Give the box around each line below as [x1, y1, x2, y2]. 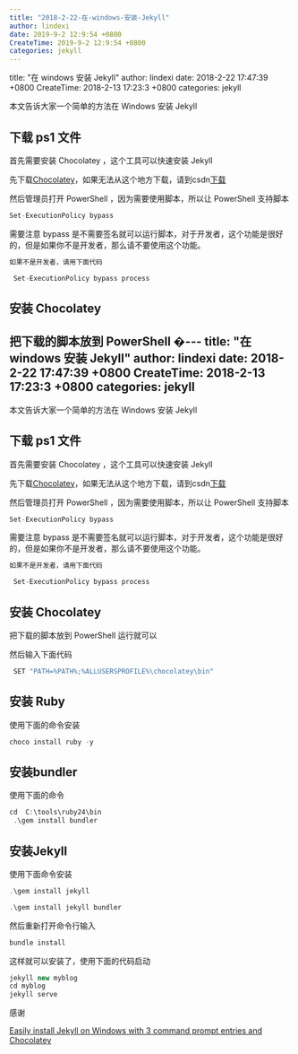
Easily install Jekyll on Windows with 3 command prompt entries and [9, 1025, 262, 1036]
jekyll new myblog [9, 973, 78, 982]
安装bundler [9, 764, 78, 780]
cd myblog [9, 981, 47, 991]
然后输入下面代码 [9, 649, 72, 660]
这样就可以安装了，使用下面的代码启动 [9, 955, 150, 966]
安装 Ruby [9, 694, 65, 710]
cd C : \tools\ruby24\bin [9, 808, 102, 817]
